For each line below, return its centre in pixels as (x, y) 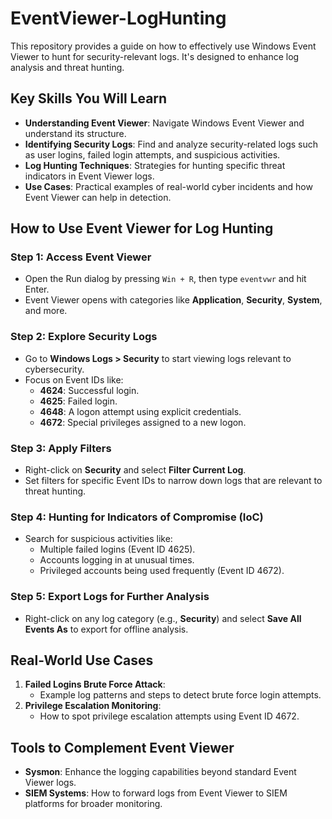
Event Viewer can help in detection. (98, 197)
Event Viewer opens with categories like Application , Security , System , (173, 300)
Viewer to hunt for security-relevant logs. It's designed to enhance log (155, 56)
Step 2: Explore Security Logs (84, 337)
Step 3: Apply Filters (61, 448)
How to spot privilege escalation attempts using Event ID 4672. (169, 716)
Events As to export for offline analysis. (106, 629)
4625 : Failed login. (78, 401)
